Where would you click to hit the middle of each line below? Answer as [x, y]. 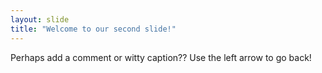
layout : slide [40, 19]
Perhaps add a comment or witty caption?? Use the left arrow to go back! [161, 57]
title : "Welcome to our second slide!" [93, 29]
